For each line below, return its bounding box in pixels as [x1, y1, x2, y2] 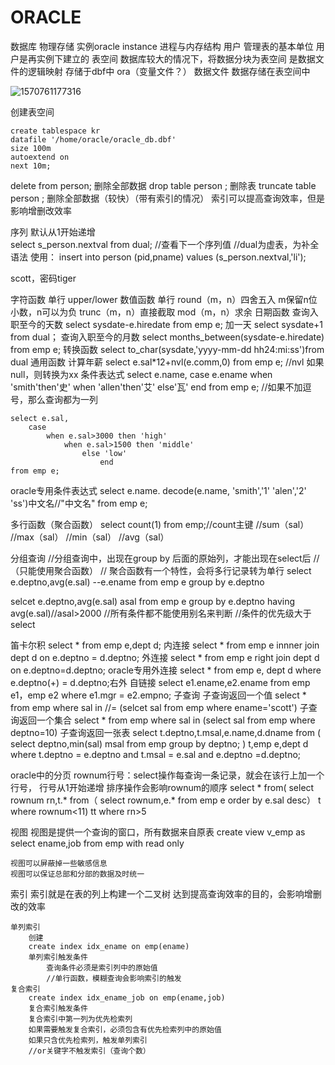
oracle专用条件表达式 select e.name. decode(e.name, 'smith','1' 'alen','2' [10, 484, 307, 496]
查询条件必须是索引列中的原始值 [46, 962, 158, 973]
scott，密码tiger [10, 272, 77, 284]
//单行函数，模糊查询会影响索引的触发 [46, 973, 182, 983]
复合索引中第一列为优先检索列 [28, 1014, 133, 1024]
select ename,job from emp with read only [10, 837, 185, 849]
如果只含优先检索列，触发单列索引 [28, 1035, 148, 1045]
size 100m [10, 143, 52, 153]
